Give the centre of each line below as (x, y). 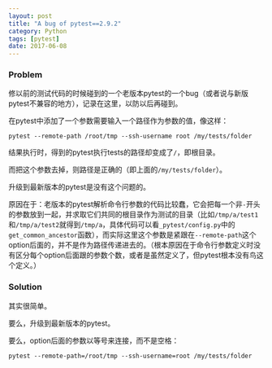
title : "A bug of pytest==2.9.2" (65, 24)
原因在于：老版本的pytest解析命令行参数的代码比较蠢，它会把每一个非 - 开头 (135, 204)
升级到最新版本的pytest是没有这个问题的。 (79, 187)
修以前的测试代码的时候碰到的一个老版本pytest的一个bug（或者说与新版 (129, 94)
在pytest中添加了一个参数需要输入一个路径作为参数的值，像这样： (119, 121)
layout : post (30, 16)
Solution (26, 287)
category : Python (38, 31)
